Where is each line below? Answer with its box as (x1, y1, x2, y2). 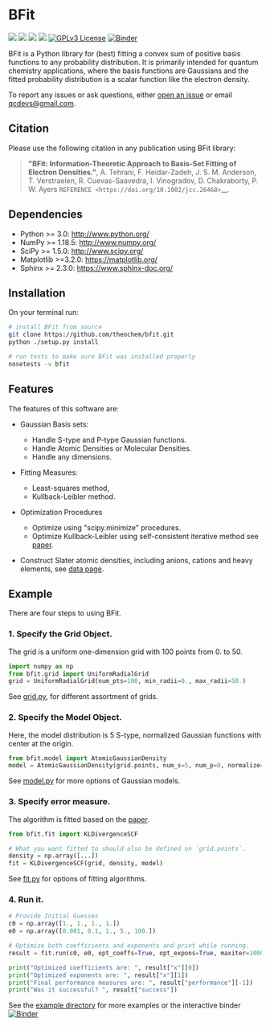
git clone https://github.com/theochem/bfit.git (8, 331, 174, 339)
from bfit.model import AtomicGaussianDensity (8, 754, 167, 762)
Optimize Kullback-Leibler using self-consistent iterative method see (31, 531, 259, 541)
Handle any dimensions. (31, 452, 112, 461)
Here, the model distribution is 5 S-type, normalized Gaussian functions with (8, 730, 261, 740)
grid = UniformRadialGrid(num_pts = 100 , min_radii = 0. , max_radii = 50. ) (8, 677, 247, 685)
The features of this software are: (8, 403, 119, 413)
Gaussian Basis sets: (19, 419, 89, 429)
